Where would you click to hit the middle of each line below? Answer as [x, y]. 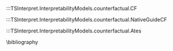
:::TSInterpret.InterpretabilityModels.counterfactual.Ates [74, 31]
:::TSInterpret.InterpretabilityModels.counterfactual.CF [72, 8]
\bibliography [22, 42]
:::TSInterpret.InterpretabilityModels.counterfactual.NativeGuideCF [86, 19]
